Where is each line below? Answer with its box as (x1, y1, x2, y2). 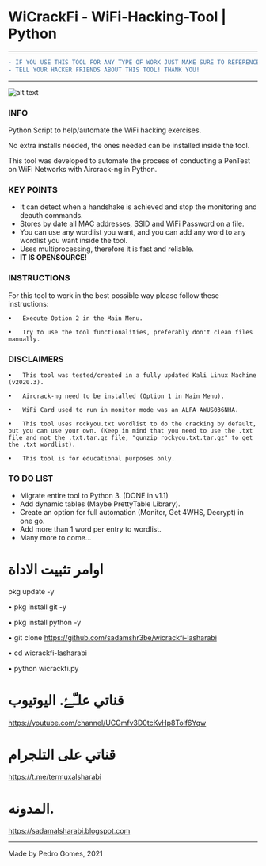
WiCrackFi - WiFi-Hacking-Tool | (8, 8, 227, 26)
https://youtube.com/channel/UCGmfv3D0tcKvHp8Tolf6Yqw (8, 718, 207, 728)
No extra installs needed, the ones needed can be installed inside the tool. (8, 140, 250, 150)
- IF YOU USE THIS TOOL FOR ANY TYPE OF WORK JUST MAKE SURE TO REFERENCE (8, 58, 260, 67)
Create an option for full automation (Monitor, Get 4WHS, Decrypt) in (19, 508, 244, 517)
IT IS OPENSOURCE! (19, 253, 87, 262)
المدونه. (8, 800, 55, 818)
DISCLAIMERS (8, 353, 64, 364)
